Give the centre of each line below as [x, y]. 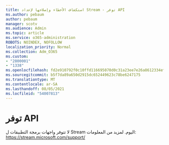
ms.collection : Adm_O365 [32, 51]
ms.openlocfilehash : [27, 70]
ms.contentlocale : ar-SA [32, 84]
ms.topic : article [25, 33]
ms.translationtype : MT [31, 79]
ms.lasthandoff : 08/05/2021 [35, 89]
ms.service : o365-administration [41, 38]
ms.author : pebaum [25, 14]
